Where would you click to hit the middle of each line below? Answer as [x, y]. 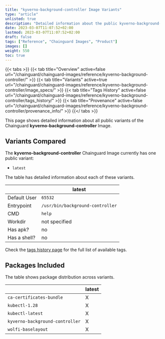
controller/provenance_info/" [34, 111]
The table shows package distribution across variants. [60, 277]
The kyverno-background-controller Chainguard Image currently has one [81, 153]
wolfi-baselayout [28, 329]
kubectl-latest [25, 313]
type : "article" [22, 14]
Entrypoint [20, 206]
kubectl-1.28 [23, 305]
